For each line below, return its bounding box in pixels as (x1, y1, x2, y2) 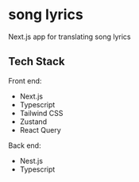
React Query (19, 125, 61, 134)
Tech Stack (8, 55, 65, 68)
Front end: (8, 76, 42, 85)
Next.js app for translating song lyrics (8, 32, 131, 41)
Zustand (19, 117, 48, 126)
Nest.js (19, 156, 44, 165)
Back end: (8, 141, 41, 150)
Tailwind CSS (19, 108, 64, 118)
